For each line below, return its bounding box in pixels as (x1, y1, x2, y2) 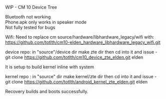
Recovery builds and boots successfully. (5, 89, 88, 94)
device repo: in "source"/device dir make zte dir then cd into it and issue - (5, 49, 157, 55)
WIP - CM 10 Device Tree (5, 4, 57, 10)
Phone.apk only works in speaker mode (5, 19, 87, 25)
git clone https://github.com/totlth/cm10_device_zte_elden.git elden (5, 54, 143, 60)
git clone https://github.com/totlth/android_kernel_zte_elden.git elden (5, 79, 148, 85)
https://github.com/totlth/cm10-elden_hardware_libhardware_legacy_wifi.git (5, 39, 161, 45)
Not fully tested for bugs (5, 24, 55, 30)
